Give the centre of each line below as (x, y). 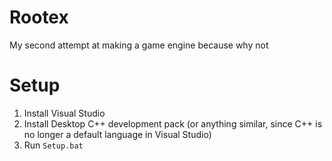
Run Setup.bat (53, 145)
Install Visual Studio (64, 113)
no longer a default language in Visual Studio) (117, 134)
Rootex (39, 17)
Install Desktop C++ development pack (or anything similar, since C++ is (173, 123)
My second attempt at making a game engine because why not (139, 45)
